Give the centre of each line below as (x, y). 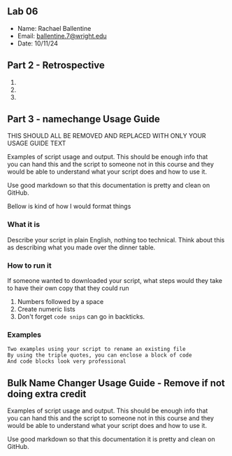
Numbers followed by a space (60, 302)
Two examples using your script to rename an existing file (97, 350)
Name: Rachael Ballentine (54, 28)
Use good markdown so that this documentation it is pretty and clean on (111, 439)
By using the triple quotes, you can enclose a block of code (100, 355)
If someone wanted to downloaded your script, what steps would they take (115, 281)
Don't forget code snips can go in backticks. (81, 317)
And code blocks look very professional (67, 361)
